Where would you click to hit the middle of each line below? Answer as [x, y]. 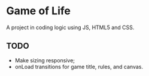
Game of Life [38, 11]
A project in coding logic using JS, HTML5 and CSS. [70, 27]
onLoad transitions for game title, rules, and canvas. [79, 66]
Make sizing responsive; [45, 60]
